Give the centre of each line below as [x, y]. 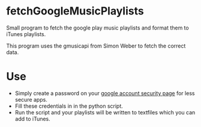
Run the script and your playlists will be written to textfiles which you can [105, 112]
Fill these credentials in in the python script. [69, 106]
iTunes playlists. [26, 34]
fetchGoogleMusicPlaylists [75, 11]
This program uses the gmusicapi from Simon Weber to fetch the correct [96, 46]
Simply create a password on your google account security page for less [105, 93]
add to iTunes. [33, 119]
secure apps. [31, 99]
